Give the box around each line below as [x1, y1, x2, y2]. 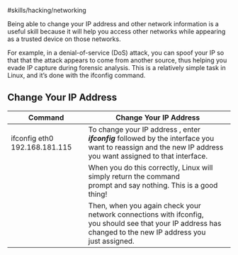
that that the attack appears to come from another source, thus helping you [7, 56, 227, 64]
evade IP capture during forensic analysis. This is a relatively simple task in [7, 64, 226, 72]
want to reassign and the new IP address [88, 142, 224, 152]
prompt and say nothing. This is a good [88, 180, 218, 190]
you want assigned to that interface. [88, 151, 208, 161]
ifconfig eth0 [11, 133, 54, 143]
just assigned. [88, 236, 135, 246]
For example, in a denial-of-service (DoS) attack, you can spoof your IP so [7, 49, 225, 57]
